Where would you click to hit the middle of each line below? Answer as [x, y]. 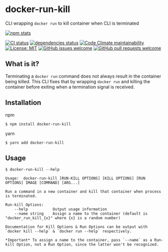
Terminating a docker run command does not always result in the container [83, 76]
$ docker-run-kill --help [32, 170]
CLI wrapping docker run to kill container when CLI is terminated [72, 23]
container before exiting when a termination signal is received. [70, 87]
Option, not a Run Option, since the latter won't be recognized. [88, 245]
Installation [23, 103]
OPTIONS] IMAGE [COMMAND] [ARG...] [43, 183]
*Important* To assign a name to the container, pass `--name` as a [79, 240]
